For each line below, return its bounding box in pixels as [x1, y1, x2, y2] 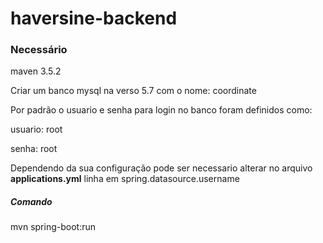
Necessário [10, 43, 68, 57]
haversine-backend [10, 7, 178, 30]
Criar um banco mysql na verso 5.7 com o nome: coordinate [10, 85, 257, 97]
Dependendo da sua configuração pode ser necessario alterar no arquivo [10, 162, 313, 174]
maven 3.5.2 [10, 65, 62, 77]
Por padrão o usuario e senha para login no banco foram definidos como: [10, 104, 313, 116]
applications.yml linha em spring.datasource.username [10, 173, 240, 185]
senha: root [10, 143, 58, 155]
